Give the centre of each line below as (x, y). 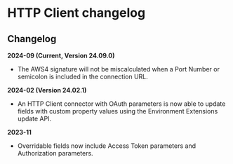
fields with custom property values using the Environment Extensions (118, 111)
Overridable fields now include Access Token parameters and (107, 146)
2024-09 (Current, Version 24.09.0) (61, 55)
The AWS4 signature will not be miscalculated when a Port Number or (118, 69)
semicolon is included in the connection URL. (83, 76)
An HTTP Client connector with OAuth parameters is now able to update (121, 104)
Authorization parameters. (55, 153)
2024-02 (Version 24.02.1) (47, 90)
